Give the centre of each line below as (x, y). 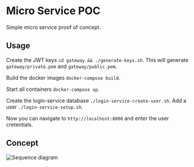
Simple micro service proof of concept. (53, 27)
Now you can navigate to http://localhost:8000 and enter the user (88, 118)
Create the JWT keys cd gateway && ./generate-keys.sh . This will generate (97, 60)
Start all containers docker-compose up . (53, 89)
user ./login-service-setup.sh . (45, 107)
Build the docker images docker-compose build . (63, 77)
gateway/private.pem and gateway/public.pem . (62, 66)
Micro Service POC (53, 11)
